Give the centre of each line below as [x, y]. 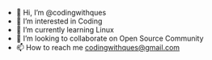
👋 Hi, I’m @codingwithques [61, 13]
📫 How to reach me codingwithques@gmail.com [98, 47]
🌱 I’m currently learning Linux [65, 30]
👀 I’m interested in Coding [59, 21]
